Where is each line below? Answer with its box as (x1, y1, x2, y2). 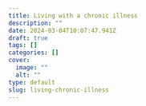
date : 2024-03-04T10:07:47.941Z (8, 26, 116, 34)
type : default (8, 78, 56, 86)
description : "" (8, 19, 63, 27)
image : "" (15, 64, 48, 72)
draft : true (8, 33, 48, 42)
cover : (8, 57, 30, 65)
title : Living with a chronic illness (8, 11, 138, 20)
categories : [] (8, 49, 59, 57)
